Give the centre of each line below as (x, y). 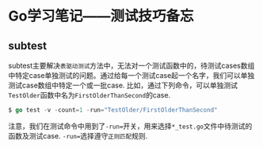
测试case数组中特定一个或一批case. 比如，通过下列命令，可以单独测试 (123, 85)
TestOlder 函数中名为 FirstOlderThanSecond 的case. (90, 95)
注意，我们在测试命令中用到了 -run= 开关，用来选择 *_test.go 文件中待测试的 (130, 126)
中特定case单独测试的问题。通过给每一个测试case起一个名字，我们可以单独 (131, 75)
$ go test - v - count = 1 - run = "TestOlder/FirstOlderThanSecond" (113, 110)
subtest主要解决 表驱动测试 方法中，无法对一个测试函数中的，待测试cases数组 (131, 65)
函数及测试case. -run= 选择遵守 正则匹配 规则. (78, 135)
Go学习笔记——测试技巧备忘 (101, 16)
